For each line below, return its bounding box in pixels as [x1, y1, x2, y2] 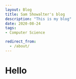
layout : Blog [5, 7, 32, 12]
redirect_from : [5, 39, 37, 44]
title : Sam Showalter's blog [5, 12, 65, 17]
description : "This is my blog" [5, 16, 72, 21]
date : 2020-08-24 [5, 21, 41, 26]
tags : [5, 26, 16, 31]
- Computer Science [5, 30, 45, 35]
